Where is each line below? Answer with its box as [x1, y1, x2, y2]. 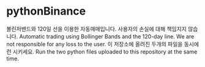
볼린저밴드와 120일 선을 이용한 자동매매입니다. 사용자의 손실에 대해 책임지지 [6, 25, 187, 32]
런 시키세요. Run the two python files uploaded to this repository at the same [6, 48, 198, 55]
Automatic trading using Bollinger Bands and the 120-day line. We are [19, 32, 195, 40]
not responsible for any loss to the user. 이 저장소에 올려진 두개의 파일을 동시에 [6, 40, 199, 48]
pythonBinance [6, 4, 86, 18]
